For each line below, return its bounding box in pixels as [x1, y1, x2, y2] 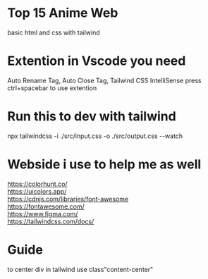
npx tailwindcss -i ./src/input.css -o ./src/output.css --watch [7, 132, 183, 140]
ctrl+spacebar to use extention [7, 83, 97, 92]
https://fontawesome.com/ [7, 202, 85, 211]
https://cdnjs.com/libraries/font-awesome [7, 194, 129, 203]
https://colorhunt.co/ [7, 180, 68, 188]
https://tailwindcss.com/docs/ [7, 217, 94, 225]
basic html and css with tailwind [7, 28, 100, 37]
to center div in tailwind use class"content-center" [7, 265, 154, 273]
